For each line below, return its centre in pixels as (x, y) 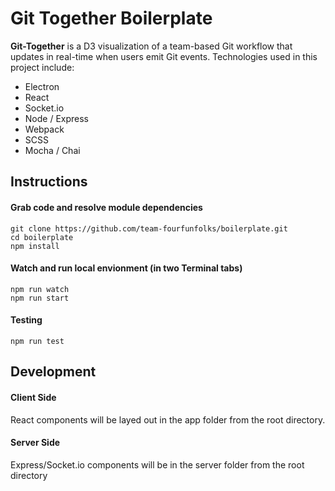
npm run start (40, 298)
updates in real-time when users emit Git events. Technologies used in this (164, 56)
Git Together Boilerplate (111, 18)
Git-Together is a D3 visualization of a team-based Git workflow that (151, 46)
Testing (26, 320)
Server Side (35, 443)
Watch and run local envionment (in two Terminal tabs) (126, 268)
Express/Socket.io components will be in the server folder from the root (157, 464)
